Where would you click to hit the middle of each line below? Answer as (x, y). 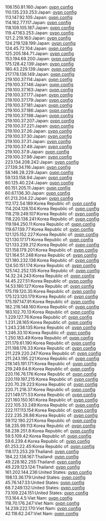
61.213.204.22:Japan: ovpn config (39, 198)
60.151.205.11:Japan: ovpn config (38, 188)
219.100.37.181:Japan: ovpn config (39, 105)
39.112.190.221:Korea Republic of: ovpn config (51, 421)
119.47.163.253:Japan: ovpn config (39, 33)
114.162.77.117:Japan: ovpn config (38, 22)
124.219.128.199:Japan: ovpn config (40, 43)
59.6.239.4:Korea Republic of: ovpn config (47, 441)
